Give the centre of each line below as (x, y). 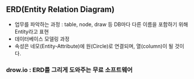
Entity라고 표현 (32, 31)
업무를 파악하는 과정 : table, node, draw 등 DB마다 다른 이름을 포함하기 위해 (101, 24)
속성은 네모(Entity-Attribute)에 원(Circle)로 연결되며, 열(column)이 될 (94, 46)
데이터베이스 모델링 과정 (42, 39)
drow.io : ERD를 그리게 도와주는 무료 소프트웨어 (69, 70)
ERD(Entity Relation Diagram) (60, 10)
